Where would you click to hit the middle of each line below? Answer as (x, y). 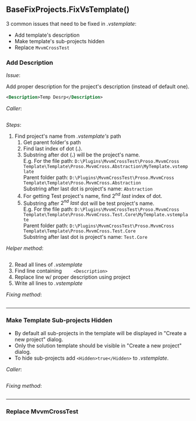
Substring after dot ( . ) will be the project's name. (82, 155)
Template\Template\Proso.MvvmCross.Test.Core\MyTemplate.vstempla (106, 215)
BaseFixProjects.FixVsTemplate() (68, 10)
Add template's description (47, 35)
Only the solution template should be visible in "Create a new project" (98, 345)
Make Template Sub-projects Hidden (59, 321)
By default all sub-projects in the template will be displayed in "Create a (100, 333)
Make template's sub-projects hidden (60, 41)
